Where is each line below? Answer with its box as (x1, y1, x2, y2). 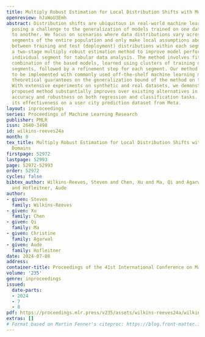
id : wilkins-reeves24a (6, 128, 64, 134)
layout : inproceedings (6, 105, 64, 112)
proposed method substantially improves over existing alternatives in (12, 89, 198, 95)
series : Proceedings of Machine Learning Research (6, 111, 138, 117)
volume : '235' (6, 270, 43, 277)
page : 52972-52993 (6, 162, 53, 168)
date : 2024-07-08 (6, 253, 51, 259)
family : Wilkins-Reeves (12, 202, 72, 208)
